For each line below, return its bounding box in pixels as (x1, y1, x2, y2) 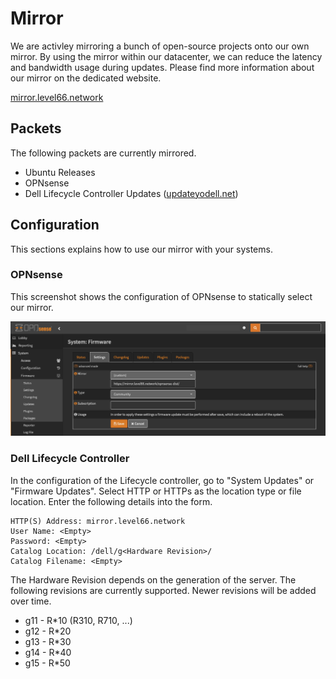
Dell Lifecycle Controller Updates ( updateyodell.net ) (24, 187, 239, 199)
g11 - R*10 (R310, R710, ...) (24, 614, 133, 626)
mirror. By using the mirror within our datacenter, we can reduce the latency (10, 50, 323, 62)
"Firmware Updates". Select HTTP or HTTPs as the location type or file (10, 485, 302, 497)
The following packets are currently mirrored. (10, 147, 197, 159)
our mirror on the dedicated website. (10, 72, 162, 84)
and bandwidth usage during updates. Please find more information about (10, 61, 315, 73)
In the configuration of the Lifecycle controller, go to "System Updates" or (10, 474, 315, 486)
